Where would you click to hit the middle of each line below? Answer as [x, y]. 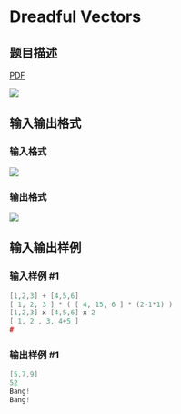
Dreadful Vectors [75, 17]
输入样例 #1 [34, 276]
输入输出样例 [45, 248]
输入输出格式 [45, 124]
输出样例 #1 [34, 355]
